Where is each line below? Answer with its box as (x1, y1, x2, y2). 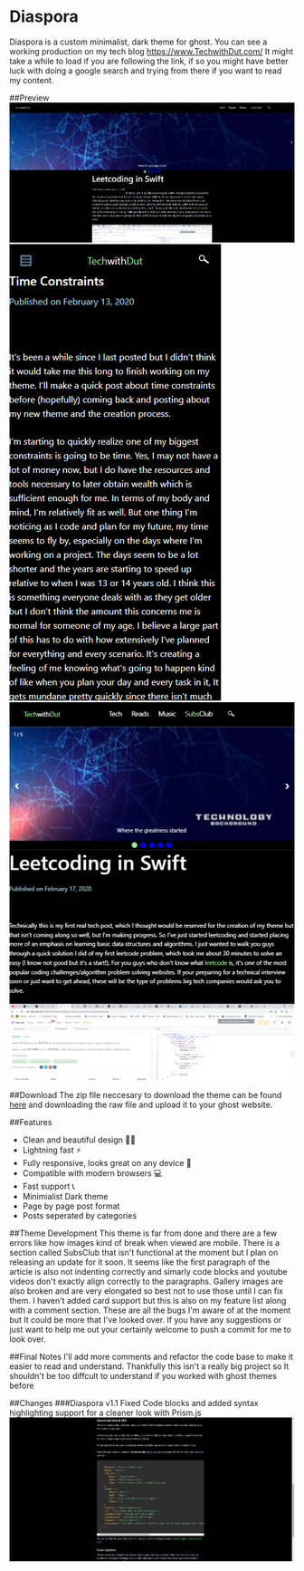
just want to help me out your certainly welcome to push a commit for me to (9, 1324, 291, 1335)
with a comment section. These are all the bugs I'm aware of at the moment (9, 1305, 291, 1316)
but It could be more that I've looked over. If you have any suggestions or (9, 1314, 282, 1325)
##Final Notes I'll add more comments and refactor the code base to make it (9, 1351, 294, 1362)
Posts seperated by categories (22, 1210, 138, 1220)
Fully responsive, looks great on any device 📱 (22, 1157, 192, 1168)
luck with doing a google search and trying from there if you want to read (9, 65, 282, 76)
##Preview (9, 92, 50, 103)
